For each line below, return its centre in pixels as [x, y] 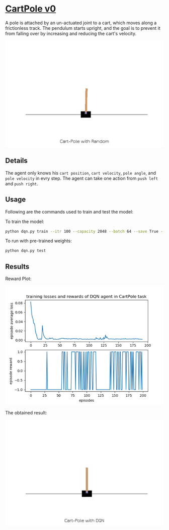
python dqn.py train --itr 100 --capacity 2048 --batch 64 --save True [82, 231]
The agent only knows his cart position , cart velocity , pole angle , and [81, 173]
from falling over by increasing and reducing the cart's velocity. [71, 33]
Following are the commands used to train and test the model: [69, 211]
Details [16, 161]
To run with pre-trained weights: [38, 241]
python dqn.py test [26, 251]
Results [17, 266]
